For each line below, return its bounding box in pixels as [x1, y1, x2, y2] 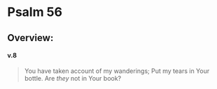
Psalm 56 [7, 4, 63, 20]
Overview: [7, 32, 54, 44]
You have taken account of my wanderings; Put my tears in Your [24, 67, 210, 75]
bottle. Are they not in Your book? [24, 74, 122, 82]
